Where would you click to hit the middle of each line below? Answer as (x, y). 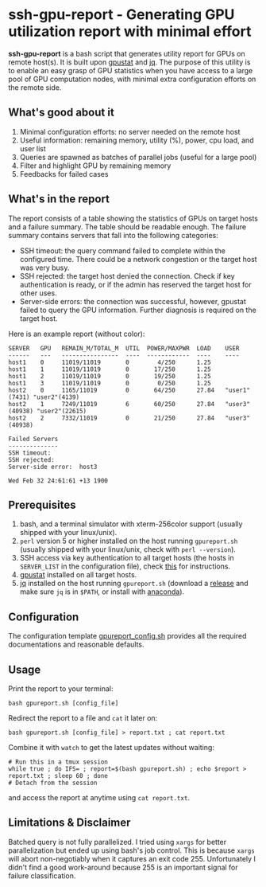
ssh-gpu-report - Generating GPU (121, 15)
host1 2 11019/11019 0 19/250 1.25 (110, 376)
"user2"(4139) (56, 397)
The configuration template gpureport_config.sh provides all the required (127, 636)
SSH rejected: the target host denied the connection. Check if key (127, 275)
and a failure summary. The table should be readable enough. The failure (127, 227)
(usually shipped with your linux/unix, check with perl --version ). (128, 549)
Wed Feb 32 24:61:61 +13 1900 (58, 481)
